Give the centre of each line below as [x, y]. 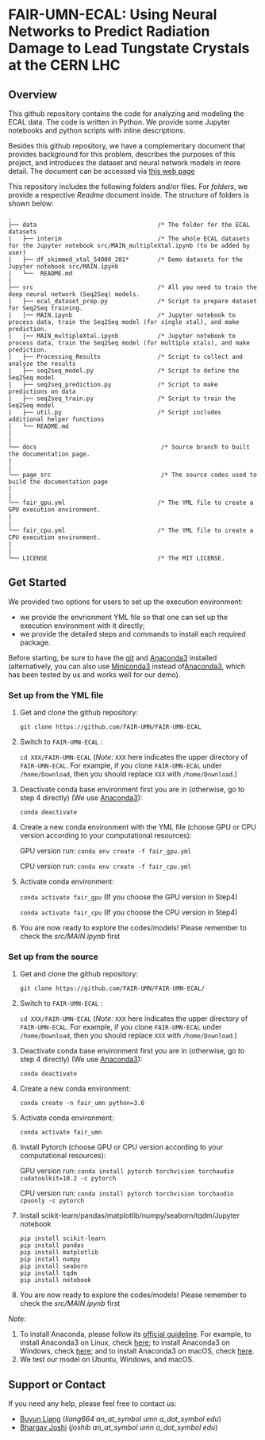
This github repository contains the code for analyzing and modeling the [126, 114]
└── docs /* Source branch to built [129, 447]
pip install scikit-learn [62, 1239]
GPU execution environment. [55, 510]
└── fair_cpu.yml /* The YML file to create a [131, 530]
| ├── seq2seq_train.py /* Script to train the [122, 399]
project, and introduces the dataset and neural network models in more [125, 163]
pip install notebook [55, 1280]
